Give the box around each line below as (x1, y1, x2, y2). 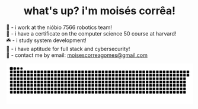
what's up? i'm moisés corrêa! (23, 4, 176, 18)
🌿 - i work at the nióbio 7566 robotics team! (6, 24, 113, 31)
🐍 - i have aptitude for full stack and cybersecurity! (6, 45, 130, 52)
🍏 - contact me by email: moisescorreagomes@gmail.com (6, 52, 148, 59)
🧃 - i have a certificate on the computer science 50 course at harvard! (6, 30, 177, 37)
